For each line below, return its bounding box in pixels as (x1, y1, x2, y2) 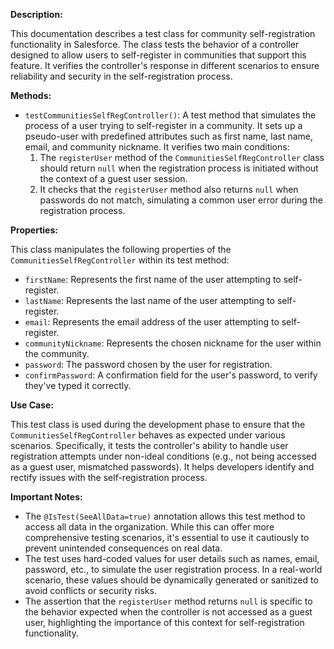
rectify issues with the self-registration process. (10, 472, 208, 483)
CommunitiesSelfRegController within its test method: (10, 254, 230, 266)
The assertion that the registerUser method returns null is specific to (24, 595, 313, 607)
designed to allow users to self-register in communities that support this (10, 49, 307, 61)
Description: (10, 9, 63, 20)
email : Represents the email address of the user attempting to (24, 316, 280, 328)
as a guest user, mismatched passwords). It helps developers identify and (10, 461, 315, 473)
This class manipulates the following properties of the (10, 244, 232, 255)
